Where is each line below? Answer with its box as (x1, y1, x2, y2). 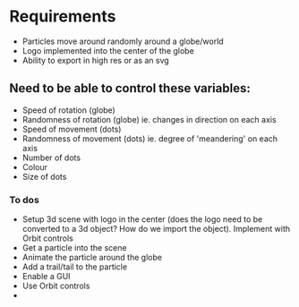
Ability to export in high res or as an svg (21, 55, 170, 65)
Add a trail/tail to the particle (21, 261, 128, 272)
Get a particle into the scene (21, 243, 127, 253)
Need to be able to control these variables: (9, 81, 251, 96)
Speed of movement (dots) (21, 124, 122, 134)
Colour (21, 161, 47, 172)
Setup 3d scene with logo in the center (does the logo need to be (21, 214, 263, 225)
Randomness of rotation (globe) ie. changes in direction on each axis (21, 114, 277, 124)
